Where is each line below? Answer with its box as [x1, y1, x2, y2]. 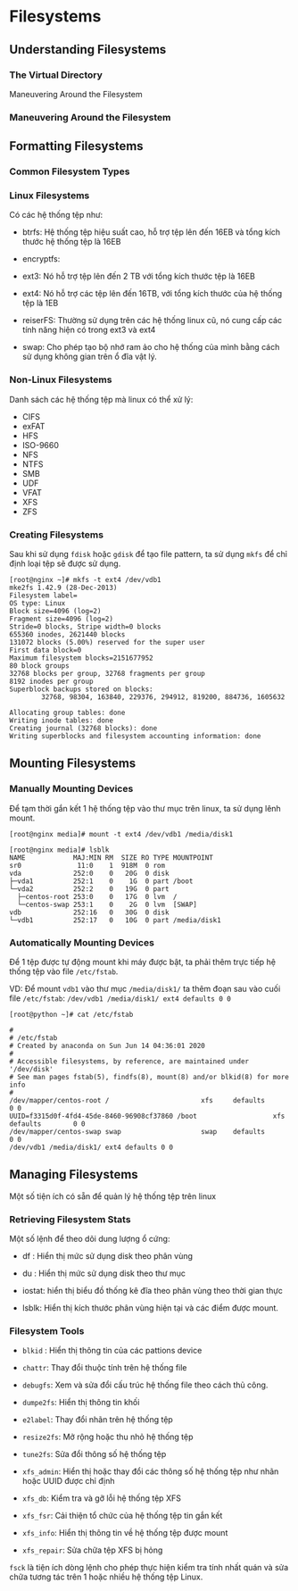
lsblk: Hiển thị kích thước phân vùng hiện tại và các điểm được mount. [21, 1303, 279, 1313]
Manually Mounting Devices [9, 783, 134, 795]
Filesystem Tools [9, 1325, 85, 1337]
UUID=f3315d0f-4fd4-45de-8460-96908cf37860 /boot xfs [9, 1112, 286, 1120]
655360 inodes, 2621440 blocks [9, 630, 126, 639]
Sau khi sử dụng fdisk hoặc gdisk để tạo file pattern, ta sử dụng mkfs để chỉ [9, 549, 288, 559]
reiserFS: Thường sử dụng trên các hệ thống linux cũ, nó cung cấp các [21, 315, 283, 326]
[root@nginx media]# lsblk [9, 845, 110, 854]
